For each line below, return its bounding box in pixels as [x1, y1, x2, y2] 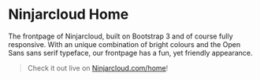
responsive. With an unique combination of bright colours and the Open [8, 39, 241, 49]
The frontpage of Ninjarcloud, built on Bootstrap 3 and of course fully [8, 31, 234, 41]
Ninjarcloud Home [8, 5, 129, 24]
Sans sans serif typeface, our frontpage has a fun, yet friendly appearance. [8, 48, 254, 57]
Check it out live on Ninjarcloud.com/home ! [27, 63, 169, 72]
